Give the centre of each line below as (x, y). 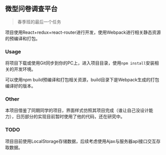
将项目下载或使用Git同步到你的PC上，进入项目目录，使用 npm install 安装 (80, 63)
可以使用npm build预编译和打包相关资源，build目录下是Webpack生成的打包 (82, 80)
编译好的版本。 (20, 86)
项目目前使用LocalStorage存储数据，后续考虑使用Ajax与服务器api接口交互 (81, 141)
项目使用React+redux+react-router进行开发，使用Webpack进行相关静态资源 (83, 32)
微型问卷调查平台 (31, 9)
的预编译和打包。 (23, 38)
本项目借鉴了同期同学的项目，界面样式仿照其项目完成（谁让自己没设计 (77, 110)
